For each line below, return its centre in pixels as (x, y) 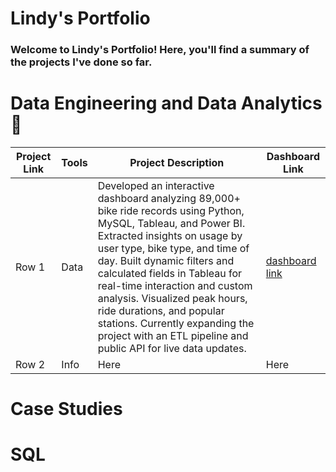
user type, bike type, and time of (173, 249)
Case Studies (66, 409)
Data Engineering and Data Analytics (166, 103)
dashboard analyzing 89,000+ (169, 199)
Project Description (177, 163)
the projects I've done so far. (81, 62)
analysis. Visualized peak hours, (172, 299)
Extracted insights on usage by (170, 236)
